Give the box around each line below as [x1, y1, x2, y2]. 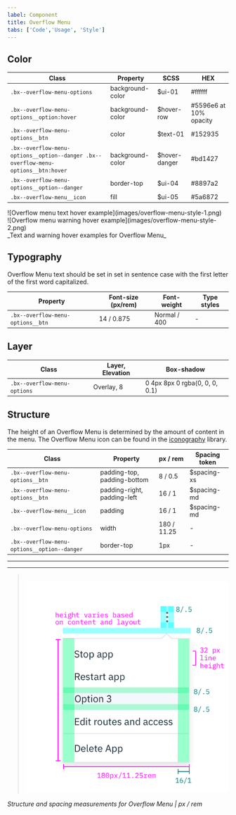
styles [201, 301, 220, 309]
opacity [190, 116, 213, 125]
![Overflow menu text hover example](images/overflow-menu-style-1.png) [7, 208, 222, 217]
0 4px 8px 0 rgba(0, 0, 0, [145, 379, 218, 387]
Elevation [102, 369, 131, 377]
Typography [7, 251, 62, 263]
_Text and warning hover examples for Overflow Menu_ [7, 231, 166, 239]
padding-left [100, 493, 138, 501]
